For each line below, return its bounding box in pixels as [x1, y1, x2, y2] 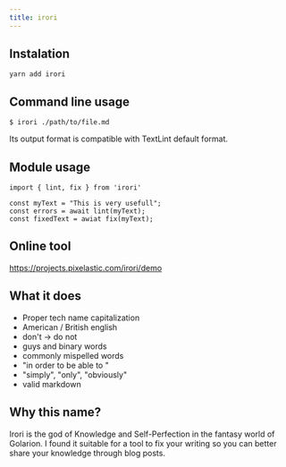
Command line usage [9, 94, 130, 109]
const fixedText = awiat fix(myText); [9, 215, 154, 224]
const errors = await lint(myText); [9, 207, 146, 216]
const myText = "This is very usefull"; [9, 199, 163, 208]
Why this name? [9, 404, 102, 420]
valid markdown [21, 378, 82, 389]
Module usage [9, 159, 91, 174]
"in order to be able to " [21, 360, 109, 370]
